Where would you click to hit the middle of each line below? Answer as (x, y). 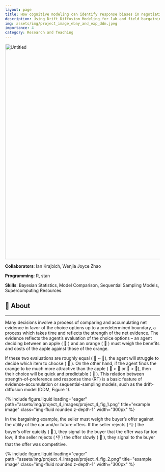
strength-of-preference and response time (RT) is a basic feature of (74, 379)
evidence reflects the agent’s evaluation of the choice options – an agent (79, 338)
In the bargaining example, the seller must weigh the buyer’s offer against (79, 419)
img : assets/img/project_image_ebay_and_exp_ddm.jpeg (61, 23)
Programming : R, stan (27, 276)
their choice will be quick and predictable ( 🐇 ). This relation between (75, 374)
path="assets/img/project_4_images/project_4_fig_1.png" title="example (78, 404)
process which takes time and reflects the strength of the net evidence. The (82, 333)
